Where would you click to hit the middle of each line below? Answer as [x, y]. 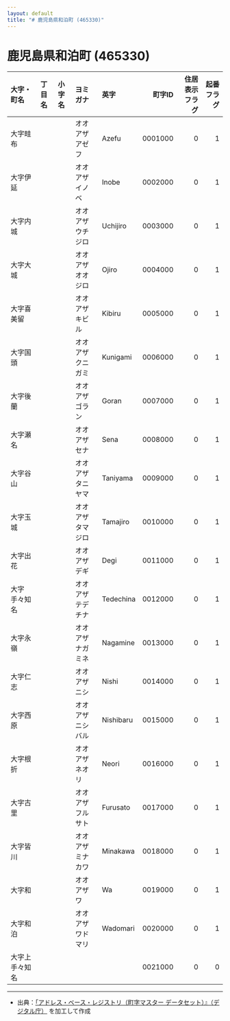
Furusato [116, 808]
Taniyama [117, 478]
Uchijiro [114, 226]
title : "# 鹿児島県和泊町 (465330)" [56, 20]
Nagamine [118, 643]
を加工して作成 [70, 1011]
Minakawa [118, 852]
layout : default [30, 13]
